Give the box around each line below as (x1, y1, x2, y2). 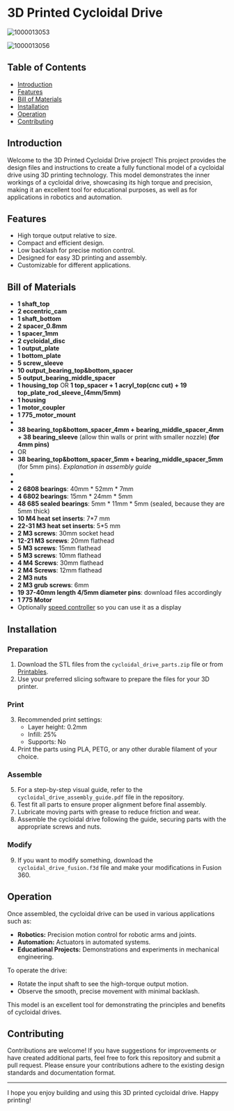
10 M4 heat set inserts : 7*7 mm (17, 514, 110, 523)
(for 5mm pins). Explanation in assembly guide (17, 463, 152, 471)
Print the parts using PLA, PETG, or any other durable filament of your (17, 745, 217, 754)
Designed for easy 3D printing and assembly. (17, 254, 148, 262)
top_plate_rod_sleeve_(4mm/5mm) (17, 389, 121, 397)
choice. (17, 752, 40, 761)
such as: (7, 917, 32, 925)
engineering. (17, 952, 54, 961)
